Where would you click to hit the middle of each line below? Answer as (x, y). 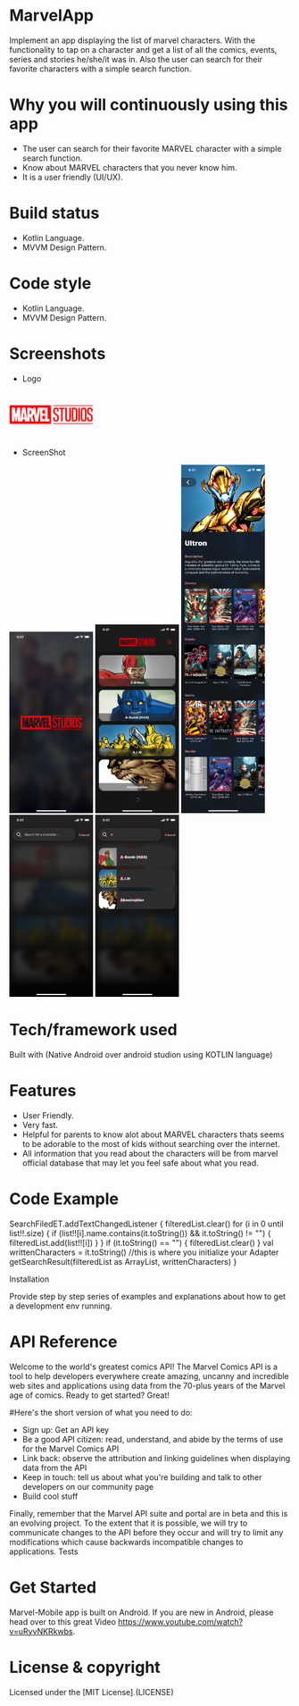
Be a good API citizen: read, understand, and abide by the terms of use (153, 1439)
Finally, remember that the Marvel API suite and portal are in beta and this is (149, 1513)
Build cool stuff (50, 1496)
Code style (50, 283)
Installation (29, 1279)
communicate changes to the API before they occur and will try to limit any (146, 1532)
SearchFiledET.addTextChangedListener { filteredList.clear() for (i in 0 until (146, 1224)
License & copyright (85, 1667)
